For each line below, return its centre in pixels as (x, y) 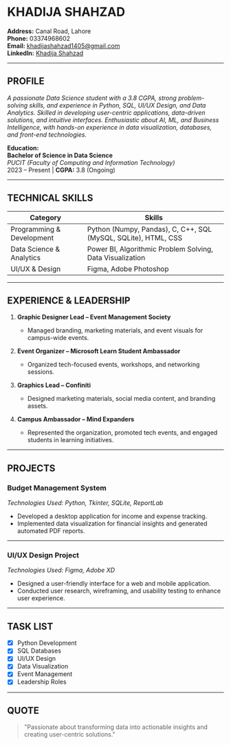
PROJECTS (31, 468)
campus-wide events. (58, 338)
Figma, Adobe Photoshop (128, 268)
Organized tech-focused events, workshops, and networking (113, 365)
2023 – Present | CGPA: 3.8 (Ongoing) (61, 170)
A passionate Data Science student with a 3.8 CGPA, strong (92, 98)
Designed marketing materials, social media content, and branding (121, 399)
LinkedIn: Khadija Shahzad (45, 53)
